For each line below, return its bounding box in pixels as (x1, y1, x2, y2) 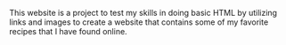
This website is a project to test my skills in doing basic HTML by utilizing (9, 8, 278, 18)
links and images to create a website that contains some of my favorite (9, 17, 269, 27)
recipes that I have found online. (9, 26, 127, 36)
